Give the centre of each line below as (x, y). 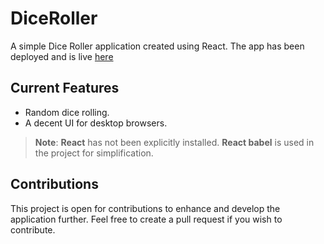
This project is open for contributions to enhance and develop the (145, 208)
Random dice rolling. (67, 112)
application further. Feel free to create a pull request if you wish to (146, 219)
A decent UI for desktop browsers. (96, 123)
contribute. (33, 229)
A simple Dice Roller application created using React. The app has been (157, 46)
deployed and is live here (62, 56)
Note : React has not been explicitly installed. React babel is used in (174, 142)
